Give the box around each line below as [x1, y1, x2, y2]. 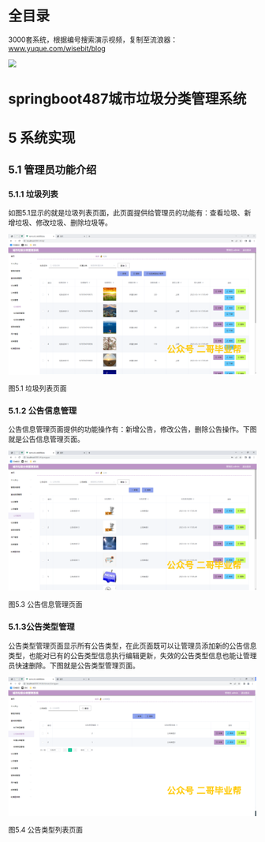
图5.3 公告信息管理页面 [8, 600, 83, 609]
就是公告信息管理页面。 [8, 435, 84, 444]
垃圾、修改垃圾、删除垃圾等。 [14, 218, 112, 227]
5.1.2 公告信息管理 [8, 405, 77, 416]
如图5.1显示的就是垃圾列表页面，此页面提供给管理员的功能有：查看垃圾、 [8, 208, 244, 217]
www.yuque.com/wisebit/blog [8, 43, 106, 53]
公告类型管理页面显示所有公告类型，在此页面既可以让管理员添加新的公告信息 [8, 641, 257, 650]
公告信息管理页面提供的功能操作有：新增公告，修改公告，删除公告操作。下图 [8, 425, 257, 434]
